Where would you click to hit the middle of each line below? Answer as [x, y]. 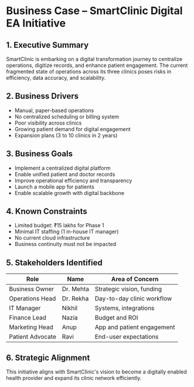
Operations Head [33, 299]
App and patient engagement [135, 327]
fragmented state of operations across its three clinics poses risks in [89, 71]
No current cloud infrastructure [52, 238]
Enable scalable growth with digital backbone [69, 193]
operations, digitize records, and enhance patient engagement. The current [97, 65]
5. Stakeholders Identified [54, 263]
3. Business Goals [40, 154]
